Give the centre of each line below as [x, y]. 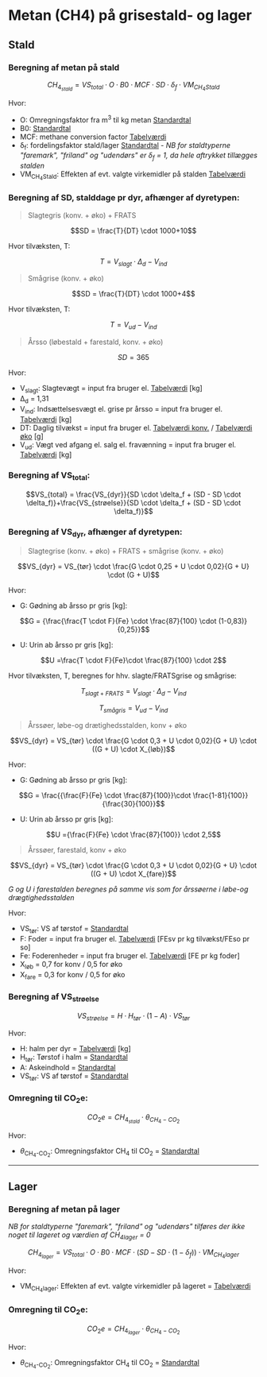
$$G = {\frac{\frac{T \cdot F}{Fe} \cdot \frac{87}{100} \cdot [118, 621]
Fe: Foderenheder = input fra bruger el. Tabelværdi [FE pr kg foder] [130, 955]
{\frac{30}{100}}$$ [133, 804]
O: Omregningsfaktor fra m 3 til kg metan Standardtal [105, 119]
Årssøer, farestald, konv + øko [77, 850]
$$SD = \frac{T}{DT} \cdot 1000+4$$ [133, 294]
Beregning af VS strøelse [54, 998]
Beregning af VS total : [49, 476]
